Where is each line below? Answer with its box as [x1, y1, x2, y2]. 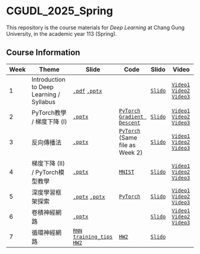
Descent [118, 119, 141, 126]
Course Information [6, 48, 80, 58]
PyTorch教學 [32, 109, 67, 117]
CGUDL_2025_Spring [6, 4, 113, 18]
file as [118, 141, 136, 149]
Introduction [32, 75, 66, 83]
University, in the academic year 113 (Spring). [6, 30, 117, 37]
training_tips [73, 233, 113, 240]
